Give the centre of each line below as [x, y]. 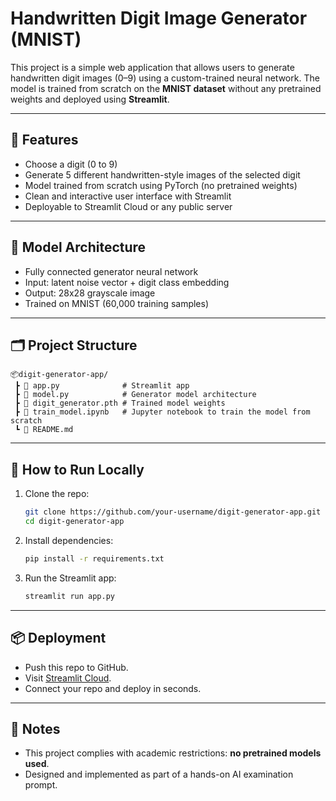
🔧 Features [44, 140]
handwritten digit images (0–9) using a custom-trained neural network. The [165, 78]
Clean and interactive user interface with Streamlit [128, 196]
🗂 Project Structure [74, 345]
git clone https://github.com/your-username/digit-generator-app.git [173, 512]
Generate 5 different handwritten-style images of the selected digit [162, 174]
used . [37, 764]
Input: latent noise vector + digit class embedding [127, 282]
